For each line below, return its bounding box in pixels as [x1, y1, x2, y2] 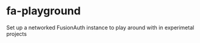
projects [6, 30, 27, 37]
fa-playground [6, 4, 81, 18]
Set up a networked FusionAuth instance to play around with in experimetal [6, 24, 195, 31]
